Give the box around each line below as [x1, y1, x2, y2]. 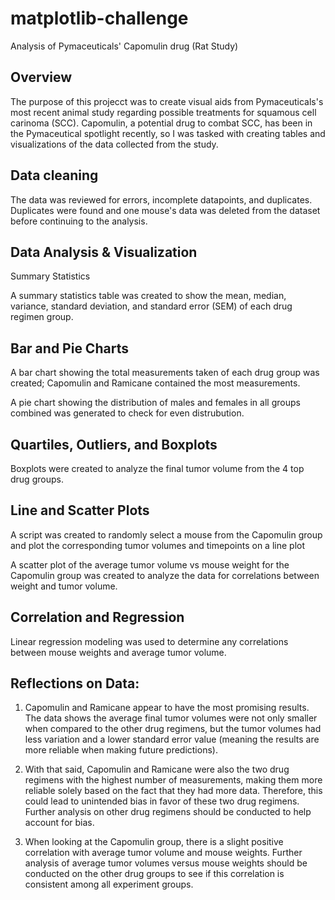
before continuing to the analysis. [10, 215, 148, 227]
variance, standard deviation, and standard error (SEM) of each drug [10, 300, 293, 312]
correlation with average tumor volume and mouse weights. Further [24, 847, 303, 859]
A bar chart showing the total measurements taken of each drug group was [10, 367, 320, 379]
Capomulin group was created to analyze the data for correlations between [10, 569, 320, 581]
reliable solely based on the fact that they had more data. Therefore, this [24, 785, 323, 797]
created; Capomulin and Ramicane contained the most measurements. [10, 377, 301, 389]
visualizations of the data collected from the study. [10, 138, 219, 150]
